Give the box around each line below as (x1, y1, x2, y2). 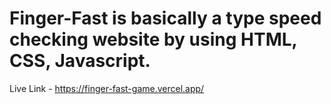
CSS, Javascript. (9, 50, 151, 72)
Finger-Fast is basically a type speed (9, 7, 322, 30)
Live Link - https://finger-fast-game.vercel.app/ (9, 82, 205, 94)
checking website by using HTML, (9, 28, 298, 51)
